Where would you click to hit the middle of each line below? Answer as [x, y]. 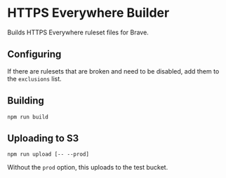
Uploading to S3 [43, 138]
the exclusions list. [34, 78]
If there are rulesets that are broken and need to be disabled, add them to [113, 71]
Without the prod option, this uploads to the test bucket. [88, 167]
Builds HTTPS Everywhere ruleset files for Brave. [78, 32]
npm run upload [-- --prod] [48, 155]
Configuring [34, 54]
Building [26, 101]
